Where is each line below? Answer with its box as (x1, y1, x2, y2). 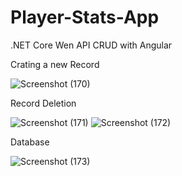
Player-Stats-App (10, 6, 160, 29)
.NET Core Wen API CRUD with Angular (10, 39, 173, 51)
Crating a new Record (10, 58, 100, 70)
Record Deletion (10, 97, 77, 109)
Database (10, 136, 50, 148)
